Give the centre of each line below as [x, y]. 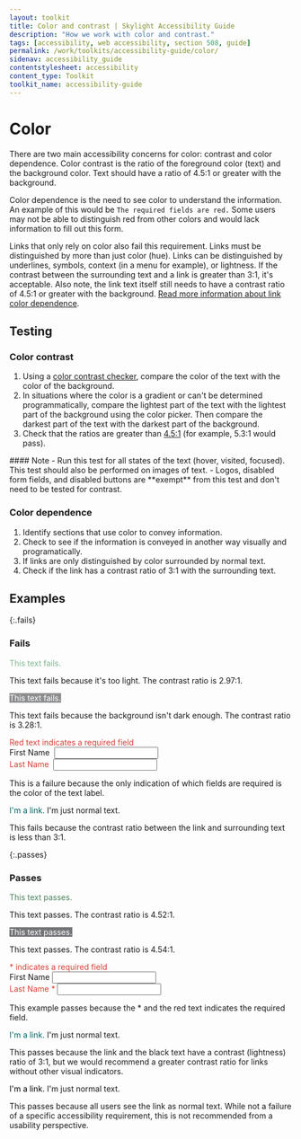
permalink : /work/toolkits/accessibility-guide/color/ [114, 51]
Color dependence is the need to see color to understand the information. [146, 199]
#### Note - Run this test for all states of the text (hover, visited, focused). [147, 461]
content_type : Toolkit [52, 76]
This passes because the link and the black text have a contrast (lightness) [148, 1052]
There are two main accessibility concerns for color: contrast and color [141, 154]
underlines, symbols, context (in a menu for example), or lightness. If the [144, 265]
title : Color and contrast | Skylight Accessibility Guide [122, 26]
